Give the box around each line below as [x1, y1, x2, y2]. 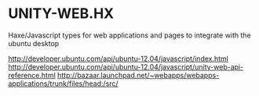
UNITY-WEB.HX [8, 5, 115, 23]
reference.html [8, 70, 57, 80]
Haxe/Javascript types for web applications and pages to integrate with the [8, 30, 251, 40]
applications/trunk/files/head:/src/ [8, 79, 119, 88]
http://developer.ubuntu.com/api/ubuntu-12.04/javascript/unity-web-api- [8, 62, 244, 71]
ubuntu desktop [8, 38, 60, 48]
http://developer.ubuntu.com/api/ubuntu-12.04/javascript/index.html [8, 54, 229, 63]
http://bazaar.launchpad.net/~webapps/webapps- [57, 70, 220, 80]
